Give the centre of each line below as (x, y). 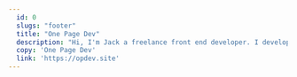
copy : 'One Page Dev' (56, 50)
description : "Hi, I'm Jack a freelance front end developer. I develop (153, 42)
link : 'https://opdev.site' (68, 58)
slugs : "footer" (46, 26)
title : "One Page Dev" (58, 34)
